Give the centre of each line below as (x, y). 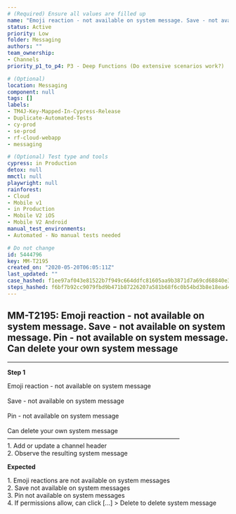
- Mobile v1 (25, 203)
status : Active (29, 27)
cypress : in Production (42, 163)
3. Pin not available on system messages (66, 495)
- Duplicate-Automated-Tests (50, 118)
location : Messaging (38, 85)
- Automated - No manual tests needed (64, 235)
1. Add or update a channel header (57, 445)
